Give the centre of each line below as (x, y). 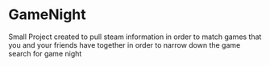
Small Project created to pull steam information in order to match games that (135, 37)
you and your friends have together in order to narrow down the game (125, 45)
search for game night (45, 53)
